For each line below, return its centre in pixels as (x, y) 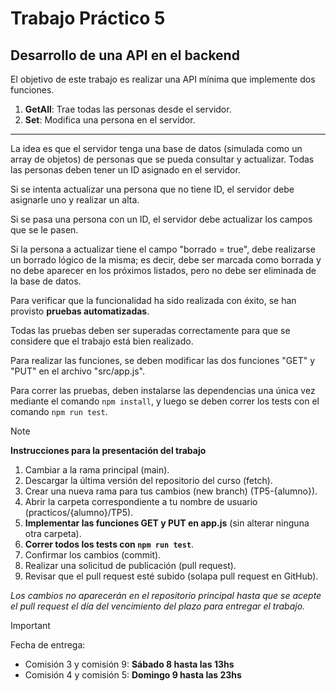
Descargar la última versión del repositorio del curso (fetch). (148, 480)
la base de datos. (46, 281)
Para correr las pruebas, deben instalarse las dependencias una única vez (163, 390)
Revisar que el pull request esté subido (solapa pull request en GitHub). (171, 576)
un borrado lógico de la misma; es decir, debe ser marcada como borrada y (166, 260)
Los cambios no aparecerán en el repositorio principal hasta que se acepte (166, 595)
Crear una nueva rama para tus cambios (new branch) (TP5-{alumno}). (171, 491)
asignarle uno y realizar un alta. (75, 200)
